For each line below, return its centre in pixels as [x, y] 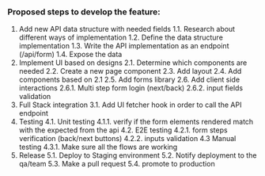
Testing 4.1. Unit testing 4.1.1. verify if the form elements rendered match [136, 122]
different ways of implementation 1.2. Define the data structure [121, 37]
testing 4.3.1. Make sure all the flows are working [98, 147]
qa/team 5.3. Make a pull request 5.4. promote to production [117, 164]
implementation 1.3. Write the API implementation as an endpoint [124, 46]
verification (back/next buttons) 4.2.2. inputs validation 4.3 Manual [127, 139]
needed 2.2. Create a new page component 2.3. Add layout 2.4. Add [130, 71]
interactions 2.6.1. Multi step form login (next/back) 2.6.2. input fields [131, 88]
